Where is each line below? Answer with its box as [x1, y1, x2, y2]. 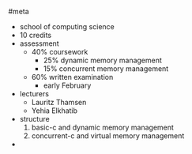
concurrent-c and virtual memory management [31, 131, 185, 141]
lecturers [19, 89, 50, 98]
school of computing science [19, 22, 115, 31]
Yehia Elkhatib [31, 106, 77, 115]
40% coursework [31, 47, 88, 56]
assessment [19, 39, 59, 48]
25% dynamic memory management [43, 55, 162, 65]
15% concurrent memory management [43, 64, 169, 73]
